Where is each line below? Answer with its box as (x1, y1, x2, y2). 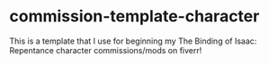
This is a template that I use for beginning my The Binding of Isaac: (9, 36, 257, 46)
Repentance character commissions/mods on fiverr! (9, 44, 202, 55)
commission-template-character (9, 6, 260, 27)
